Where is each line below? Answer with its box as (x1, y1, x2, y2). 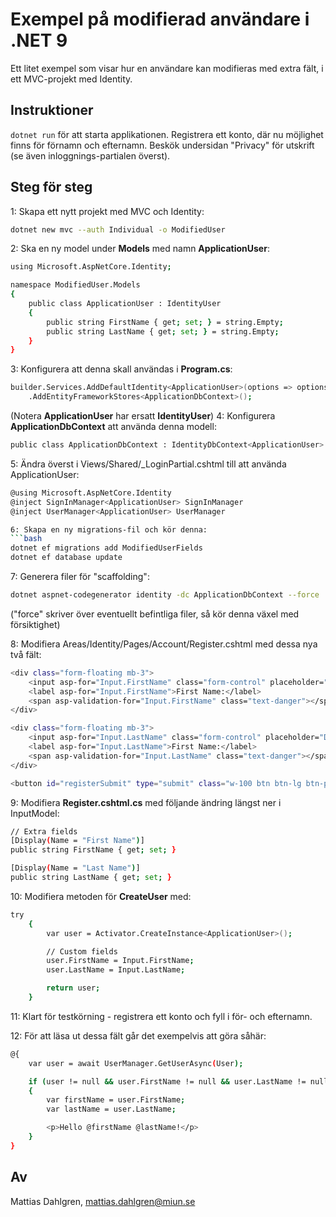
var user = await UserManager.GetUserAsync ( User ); (28, 1058, 244, 1068)
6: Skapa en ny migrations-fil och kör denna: (10, 524, 208, 535)
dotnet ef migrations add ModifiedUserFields (10, 543, 203, 553)
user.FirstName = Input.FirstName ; (46, 956, 195, 966)
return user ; (46, 983, 101, 993)
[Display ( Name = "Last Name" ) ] (10, 863, 141, 873)
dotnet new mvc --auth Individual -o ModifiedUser (10, 224, 226, 235)
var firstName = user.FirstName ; (46, 1095, 186, 1105)
